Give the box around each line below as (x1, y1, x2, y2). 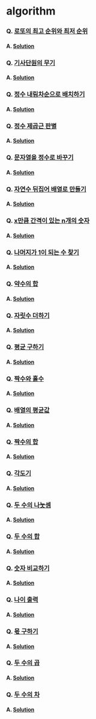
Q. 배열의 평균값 (6, 406, 50, 415)
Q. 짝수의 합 (6, 438, 38, 446)
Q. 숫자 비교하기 (6, 564, 50, 573)
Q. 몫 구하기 (6, 627, 38, 635)
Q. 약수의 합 (6, 280, 38, 288)
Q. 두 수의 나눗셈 (6, 501, 51, 509)
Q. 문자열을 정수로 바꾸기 (6, 153, 74, 162)
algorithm (6, 4, 56, 18)
